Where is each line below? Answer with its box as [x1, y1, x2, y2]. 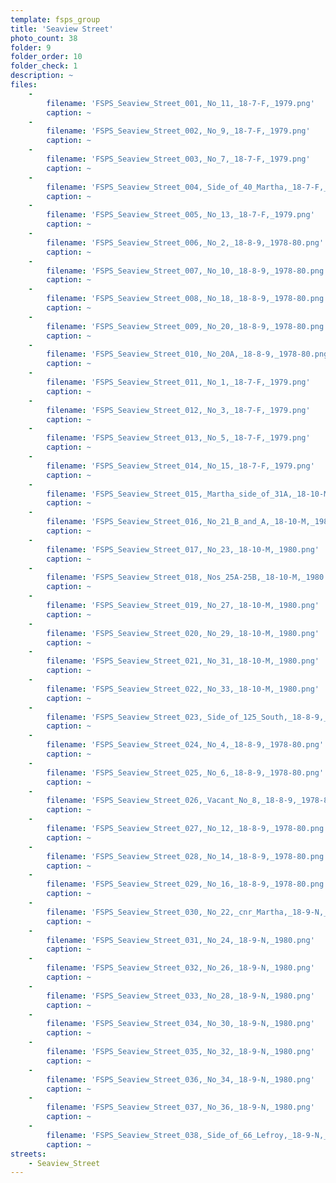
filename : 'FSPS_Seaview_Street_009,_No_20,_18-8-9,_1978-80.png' [46, 321, 329, 331]
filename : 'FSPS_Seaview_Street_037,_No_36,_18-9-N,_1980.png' [46, 1102, 315, 1113]
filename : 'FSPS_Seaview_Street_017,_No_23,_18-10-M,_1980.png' [46, 544, 320, 555]
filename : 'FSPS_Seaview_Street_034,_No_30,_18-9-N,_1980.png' [46, 1019, 315, 1029]
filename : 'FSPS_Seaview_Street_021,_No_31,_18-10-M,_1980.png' [46, 656, 320, 666]
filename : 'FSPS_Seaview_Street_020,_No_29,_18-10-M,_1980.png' [46, 628, 320, 638]
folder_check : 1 [10, 61, 78, 71]
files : [10, 80, 38, 90]
